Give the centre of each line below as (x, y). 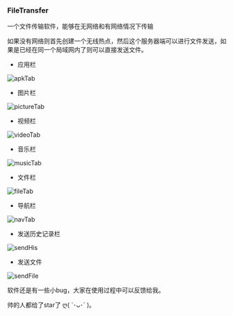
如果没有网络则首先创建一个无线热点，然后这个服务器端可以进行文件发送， (114, 41)
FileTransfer (28, 10)
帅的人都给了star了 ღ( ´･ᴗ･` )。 (51, 305)
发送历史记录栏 (39, 234)
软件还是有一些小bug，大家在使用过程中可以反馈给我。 (86, 290)
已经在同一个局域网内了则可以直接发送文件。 (83, 50)
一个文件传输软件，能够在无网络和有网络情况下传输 (80, 26)
